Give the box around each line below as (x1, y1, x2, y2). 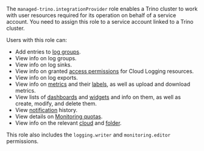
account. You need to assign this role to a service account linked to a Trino (6, 18, 194, 25)
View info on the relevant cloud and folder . (15, 119, 122, 127)
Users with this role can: (6, 37, 68, 43)
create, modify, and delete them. (15, 100, 97, 107)
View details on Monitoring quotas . (15, 113, 103, 120)
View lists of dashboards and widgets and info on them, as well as (15, 94, 181, 100)
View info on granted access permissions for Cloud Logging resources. (15, 68, 194, 75)
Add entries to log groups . (15, 48, 81, 55)
